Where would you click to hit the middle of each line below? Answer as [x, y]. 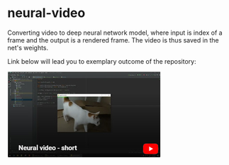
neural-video [46, 13]
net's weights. [28, 47]
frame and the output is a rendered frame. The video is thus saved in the [113, 40]
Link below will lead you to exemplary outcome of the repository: [102, 61]
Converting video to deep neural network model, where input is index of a [115, 33]
